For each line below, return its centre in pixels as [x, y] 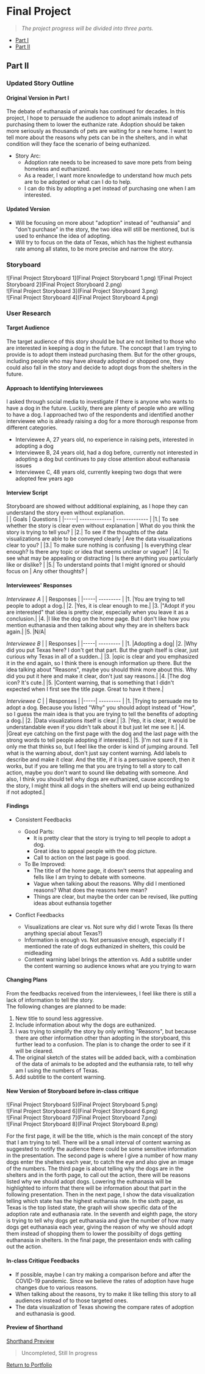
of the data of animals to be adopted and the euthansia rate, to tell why [104, 1064]
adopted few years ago [44, 478]
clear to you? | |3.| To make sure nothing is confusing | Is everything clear [99, 545]
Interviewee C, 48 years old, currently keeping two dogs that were [98, 472]
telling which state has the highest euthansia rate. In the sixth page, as [95, 1201]
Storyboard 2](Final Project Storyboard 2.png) [64, 284]
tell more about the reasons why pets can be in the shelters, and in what [97, 138]
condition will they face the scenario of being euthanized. [78, 144]
